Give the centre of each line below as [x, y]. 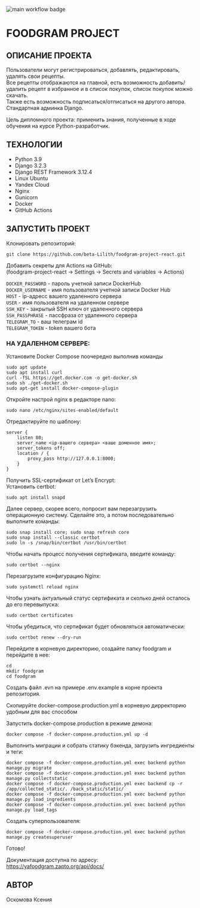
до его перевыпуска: [33, 604]
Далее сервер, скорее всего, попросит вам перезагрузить [81, 508]
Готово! [16, 848]
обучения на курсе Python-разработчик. [58, 126]
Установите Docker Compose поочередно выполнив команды [84, 356]
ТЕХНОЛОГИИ [34, 145]
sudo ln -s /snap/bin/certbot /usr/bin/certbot [67, 543]
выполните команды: [33, 521]
